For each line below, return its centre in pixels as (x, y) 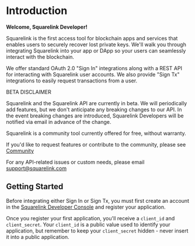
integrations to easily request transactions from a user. (72, 81)
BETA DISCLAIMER (29, 92)
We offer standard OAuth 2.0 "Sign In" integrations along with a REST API (94, 68)
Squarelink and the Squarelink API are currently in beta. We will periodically (97, 103)
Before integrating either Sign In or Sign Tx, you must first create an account (98, 200)
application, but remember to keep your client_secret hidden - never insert (97, 231)
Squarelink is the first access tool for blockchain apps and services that (92, 38)
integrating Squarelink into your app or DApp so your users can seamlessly (96, 50)
